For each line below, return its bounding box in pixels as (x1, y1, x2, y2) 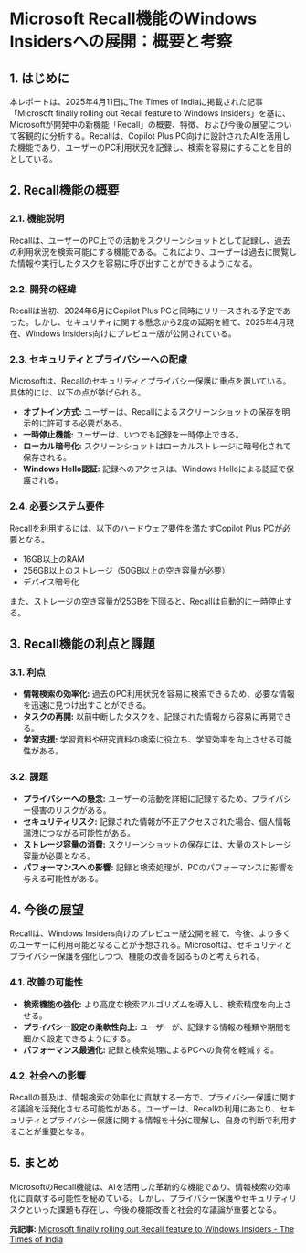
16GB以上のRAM (22, 553, 85, 564)
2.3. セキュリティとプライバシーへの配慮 (9, 353, 188, 365)
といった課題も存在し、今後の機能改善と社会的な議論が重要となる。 (25, 1204, 281, 1215)
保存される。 (22, 452, 71, 463)
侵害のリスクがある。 (30, 805, 111, 816)
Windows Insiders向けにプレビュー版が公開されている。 (25, 328, 237, 339)
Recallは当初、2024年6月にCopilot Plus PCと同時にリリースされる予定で (9, 305, 283, 316)
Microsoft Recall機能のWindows (9, 8, 258, 29)
